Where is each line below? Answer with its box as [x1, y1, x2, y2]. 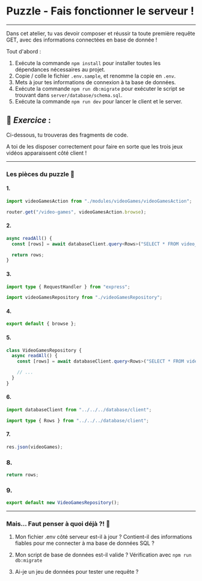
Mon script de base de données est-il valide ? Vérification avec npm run [14, 552, 192, 559]
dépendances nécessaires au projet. [14, 66, 106, 73]
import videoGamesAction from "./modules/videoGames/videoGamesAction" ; [6, 198, 192, 204]
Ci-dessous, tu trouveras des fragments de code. [6, 131, 129, 138]
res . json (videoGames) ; [6, 444, 63, 450]
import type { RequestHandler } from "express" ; [6, 284, 130, 290]
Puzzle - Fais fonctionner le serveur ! [6, 4, 194, 18]
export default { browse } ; [6, 321, 77, 327]
